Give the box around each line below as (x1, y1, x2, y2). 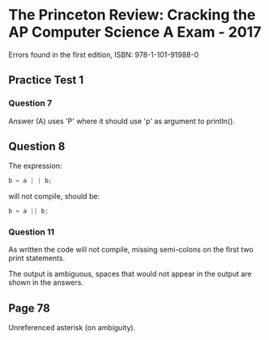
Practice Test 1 (8, 73, 84, 87)
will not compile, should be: (8, 192, 100, 201)
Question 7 (8, 97, 53, 109)
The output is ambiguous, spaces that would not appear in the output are (8, 269, 252, 279)
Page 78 (8, 301, 50, 315)
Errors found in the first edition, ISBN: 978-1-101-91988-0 (8, 49, 199, 59)
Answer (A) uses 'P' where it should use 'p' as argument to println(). (8, 116, 235, 126)
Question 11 (8, 226, 55, 238)
